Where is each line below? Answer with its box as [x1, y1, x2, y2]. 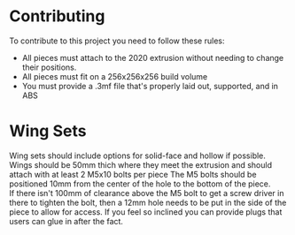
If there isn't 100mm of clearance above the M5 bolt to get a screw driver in [9, 187, 284, 198]
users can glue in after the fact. [9, 216, 124, 226]
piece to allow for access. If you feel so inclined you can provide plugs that [9, 206, 283, 217]
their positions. [21, 62, 77, 72]
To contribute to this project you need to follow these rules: [9, 35, 225, 46]
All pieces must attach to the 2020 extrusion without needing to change [21, 52, 284, 63]
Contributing [9, 6, 105, 27]
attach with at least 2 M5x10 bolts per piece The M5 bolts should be [9, 169, 257, 179]
